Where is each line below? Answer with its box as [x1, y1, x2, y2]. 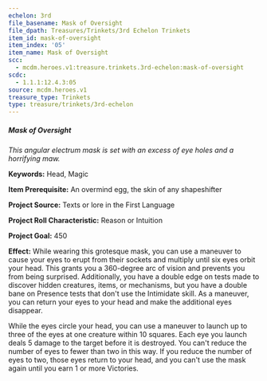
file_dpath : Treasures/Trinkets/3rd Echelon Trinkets [8, 26, 191, 34]
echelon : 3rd [8, 11, 52, 20]
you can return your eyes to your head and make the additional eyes [8, 297, 233, 307]
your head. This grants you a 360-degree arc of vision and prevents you [8, 264, 245, 273]
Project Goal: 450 [8, 231, 68, 241]
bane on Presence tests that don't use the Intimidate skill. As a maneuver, [8, 289, 249, 299]
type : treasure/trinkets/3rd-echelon [8, 100, 134, 108]
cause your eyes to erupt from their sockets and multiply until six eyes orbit [8, 255, 256, 265]
